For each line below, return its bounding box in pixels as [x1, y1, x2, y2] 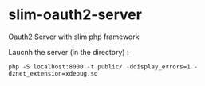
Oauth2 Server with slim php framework [8, 32, 140, 41]
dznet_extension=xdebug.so [8, 69, 98, 77]
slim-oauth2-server [8, 6, 142, 24]
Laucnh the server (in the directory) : [8, 47, 129, 57]
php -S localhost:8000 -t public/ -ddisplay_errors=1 [8, 62, 191, 71]
